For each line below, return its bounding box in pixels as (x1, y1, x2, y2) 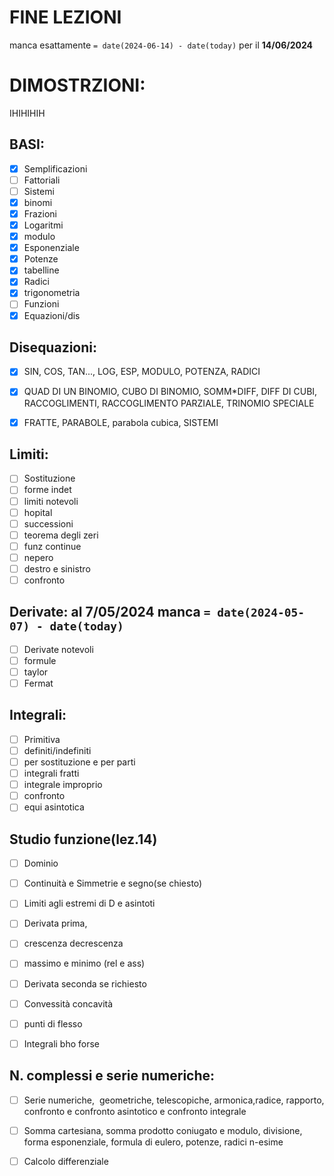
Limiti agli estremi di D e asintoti (23, 897, 156, 910)
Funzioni (23, 298, 60, 310)
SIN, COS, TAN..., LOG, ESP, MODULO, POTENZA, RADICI (23, 366, 261, 378)
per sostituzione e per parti (23, 756, 136, 768)
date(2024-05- (217, 606, 305, 620)
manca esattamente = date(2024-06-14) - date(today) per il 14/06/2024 (9, 39, 314, 51)
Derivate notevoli (23, 643, 94, 655)
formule (23, 654, 57, 666)
